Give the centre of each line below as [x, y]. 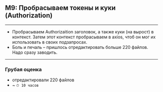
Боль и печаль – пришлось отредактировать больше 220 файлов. [80, 47]
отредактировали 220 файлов [43, 80]
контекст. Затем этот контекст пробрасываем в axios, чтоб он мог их [84, 37]
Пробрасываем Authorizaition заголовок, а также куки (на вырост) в [83, 31]
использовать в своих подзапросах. [49, 42]
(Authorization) [29, 16]
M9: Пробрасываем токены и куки [60, 8]
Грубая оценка [24, 69]
